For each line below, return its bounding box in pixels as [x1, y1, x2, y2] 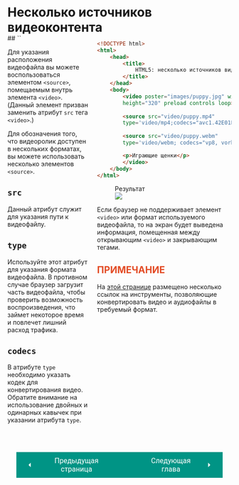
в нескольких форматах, [7, 144, 82, 153]
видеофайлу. [7, 219, 46, 228]
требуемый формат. [97, 305, 158, 314]
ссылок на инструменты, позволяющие [97, 290, 218, 299]
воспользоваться [7, 70, 60, 79]
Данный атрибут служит [7, 205, 82, 213]
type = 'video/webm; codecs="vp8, [122, 139, 218, 146]
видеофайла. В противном [7, 273, 87, 281]
